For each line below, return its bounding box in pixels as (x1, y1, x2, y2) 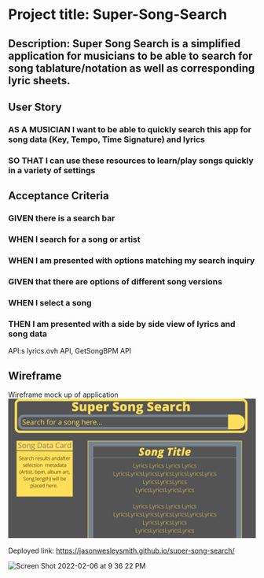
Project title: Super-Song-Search (8, 6, 228, 24)
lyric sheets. (8, 73, 71, 87)
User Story (8, 100, 62, 113)
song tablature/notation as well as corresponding (8, 61, 255, 75)
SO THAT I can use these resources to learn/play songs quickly (8, 155, 254, 166)
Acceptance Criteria (8, 189, 109, 202)
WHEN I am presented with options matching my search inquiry (8, 254, 255, 265)
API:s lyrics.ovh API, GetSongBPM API (8, 346, 132, 356)
